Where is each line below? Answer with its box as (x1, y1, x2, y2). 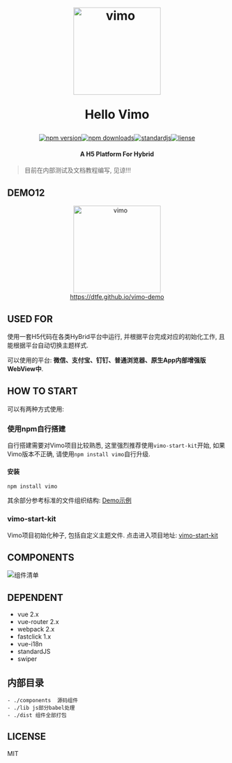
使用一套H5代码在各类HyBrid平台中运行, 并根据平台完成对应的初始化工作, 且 (7, 333, 225, 341)
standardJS (17, 647, 51, 656)
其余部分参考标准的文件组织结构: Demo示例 (7, 496, 132, 504)
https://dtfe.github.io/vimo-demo (70, 293, 164, 301)
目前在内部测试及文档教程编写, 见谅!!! (24, 166, 131, 175)
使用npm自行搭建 (7, 423, 66, 433)
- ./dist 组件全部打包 (7, 712, 67, 719)
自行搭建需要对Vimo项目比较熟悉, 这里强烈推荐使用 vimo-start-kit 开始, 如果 (7, 441, 225, 450)
